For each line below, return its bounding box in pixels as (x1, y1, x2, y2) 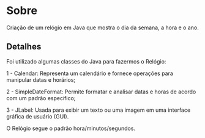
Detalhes (6, 42, 42, 52)
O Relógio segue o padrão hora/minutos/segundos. (6, 125, 136, 132)
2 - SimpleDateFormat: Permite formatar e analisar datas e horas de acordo (6, 88, 196, 95)
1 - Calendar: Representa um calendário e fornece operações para (6, 70, 173, 77)
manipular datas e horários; (6, 76, 76, 83)
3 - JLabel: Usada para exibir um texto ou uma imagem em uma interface (6, 106, 191, 114)
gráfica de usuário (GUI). (6, 112, 69, 120)
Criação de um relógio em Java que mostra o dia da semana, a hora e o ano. (6, 24, 199, 31)
